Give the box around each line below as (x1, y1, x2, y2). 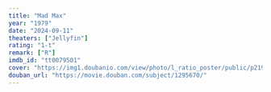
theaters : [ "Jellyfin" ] (8, 34, 89, 42)
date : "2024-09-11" (8, 26, 74, 34)
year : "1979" (8, 19, 52, 27)
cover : (8, 64, 31, 72)
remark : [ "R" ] (8, 49, 56, 57)
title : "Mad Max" (8, 11, 67, 20)
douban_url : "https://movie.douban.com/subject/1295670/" (8, 71, 207, 79)
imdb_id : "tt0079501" (8, 57, 81, 65)
